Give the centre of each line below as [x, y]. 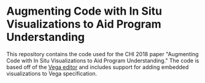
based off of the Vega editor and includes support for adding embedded [98, 67]
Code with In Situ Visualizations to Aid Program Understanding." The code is [103, 60]
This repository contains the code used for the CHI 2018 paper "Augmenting [102, 54]
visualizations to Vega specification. [52, 73]
